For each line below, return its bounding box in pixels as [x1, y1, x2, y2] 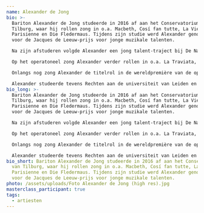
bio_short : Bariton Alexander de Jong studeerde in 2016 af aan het [6, 158, 183, 164]
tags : [6, 192, 20, 198]
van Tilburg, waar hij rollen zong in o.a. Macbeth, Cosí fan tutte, [12, 164, 191, 170]
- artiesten [12, 197, 42, 203]
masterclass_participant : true [6, 186, 86, 192]
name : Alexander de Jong [6, 8, 69, 15]
